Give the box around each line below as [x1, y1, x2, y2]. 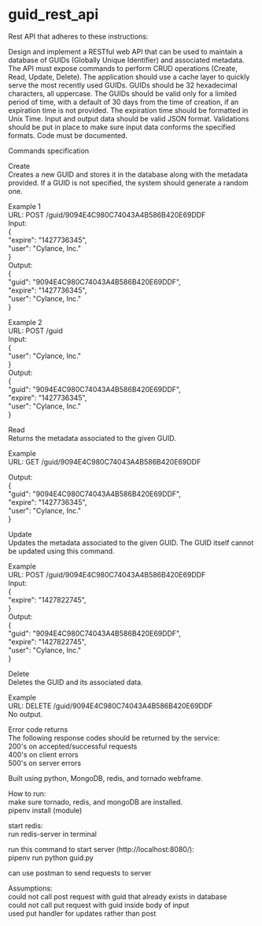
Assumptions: [8, 883, 53, 893]
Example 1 [8, 201, 41, 211]
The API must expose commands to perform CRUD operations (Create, [8, 63, 238, 73]
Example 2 [8, 317, 42, 327]
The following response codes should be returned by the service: [8, 733, 220, 742]
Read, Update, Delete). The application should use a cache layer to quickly [8, 72, 250, 81]
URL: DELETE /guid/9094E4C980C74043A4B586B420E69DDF [8, 700, 213, 711]
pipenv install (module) [8, 805, 83, 815]
